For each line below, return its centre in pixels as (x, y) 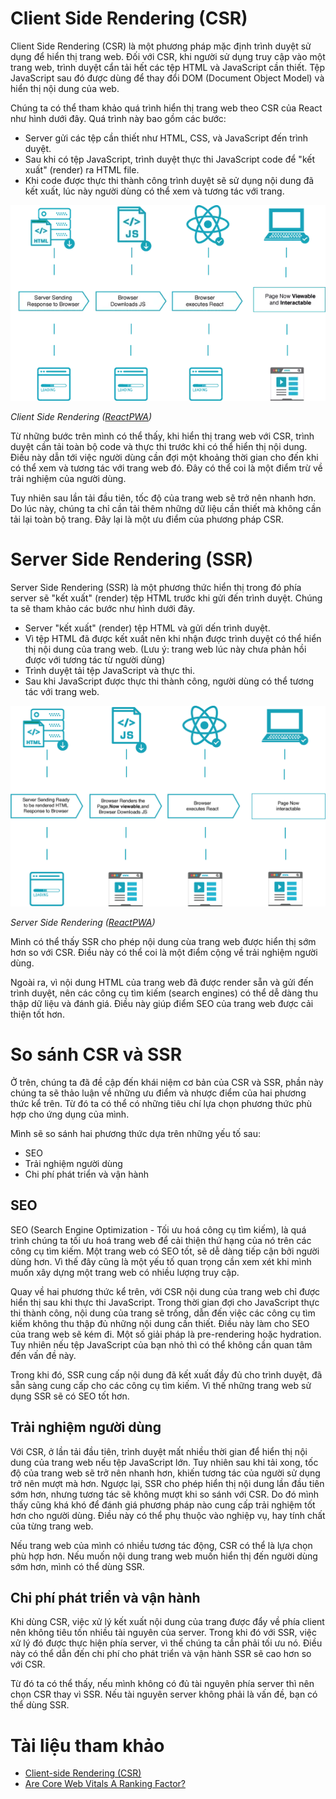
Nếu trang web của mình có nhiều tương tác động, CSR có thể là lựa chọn (161, 1545)
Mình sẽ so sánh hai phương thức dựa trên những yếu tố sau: (135, 1134)
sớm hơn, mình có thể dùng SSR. (77, 1566)
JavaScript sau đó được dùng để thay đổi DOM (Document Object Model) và (167, 78)
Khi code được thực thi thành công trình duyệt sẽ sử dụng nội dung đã (169, 180)
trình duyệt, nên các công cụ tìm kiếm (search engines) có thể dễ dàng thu (164, 993)
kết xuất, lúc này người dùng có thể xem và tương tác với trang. (154, 191)
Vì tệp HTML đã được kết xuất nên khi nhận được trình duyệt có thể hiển (173, 639)
